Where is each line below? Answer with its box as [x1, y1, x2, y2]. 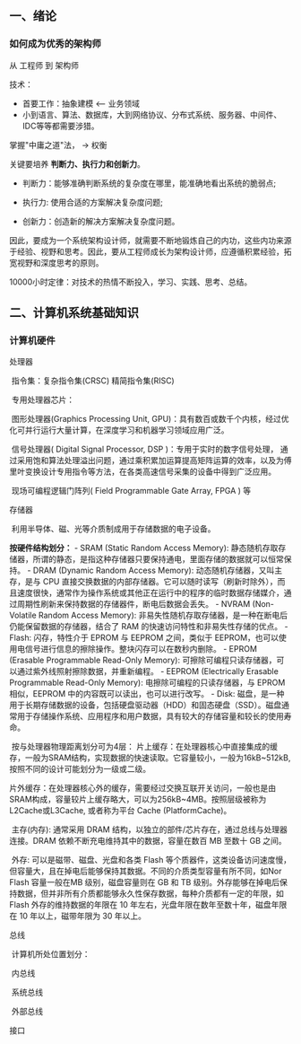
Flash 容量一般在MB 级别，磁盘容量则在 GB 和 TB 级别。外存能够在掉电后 [9, 877, 280, 888]
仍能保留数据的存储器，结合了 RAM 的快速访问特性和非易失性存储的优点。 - [9, 621, 288, 632]
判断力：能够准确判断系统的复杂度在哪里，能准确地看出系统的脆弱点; [21, 178, 277, 189]
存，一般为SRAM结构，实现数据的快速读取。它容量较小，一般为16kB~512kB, [9, 752, 291, 763]
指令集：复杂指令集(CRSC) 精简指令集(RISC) [11, 375, 175, 386]
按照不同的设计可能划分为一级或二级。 [9, 764, 150, 775]
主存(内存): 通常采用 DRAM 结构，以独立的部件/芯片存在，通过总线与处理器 [11, 824, 288, 835]
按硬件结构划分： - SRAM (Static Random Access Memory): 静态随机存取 [9, 542, 279, 554]
